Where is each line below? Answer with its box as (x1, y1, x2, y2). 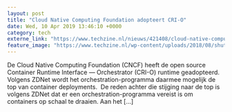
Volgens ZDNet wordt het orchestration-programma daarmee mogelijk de (7, 76, 216, 83)
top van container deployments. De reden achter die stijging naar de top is (7, 83, 220, 91)
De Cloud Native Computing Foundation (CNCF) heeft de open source (7, 61, 206, 69)
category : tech (7, 29, 51, 36)
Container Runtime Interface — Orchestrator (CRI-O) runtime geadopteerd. (7, 68, 220, 76)
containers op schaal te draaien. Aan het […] (7, 98, 134, 105)
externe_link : (7, 36, 48, 43)
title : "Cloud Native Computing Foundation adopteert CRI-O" (7, 16, 187, 23)
